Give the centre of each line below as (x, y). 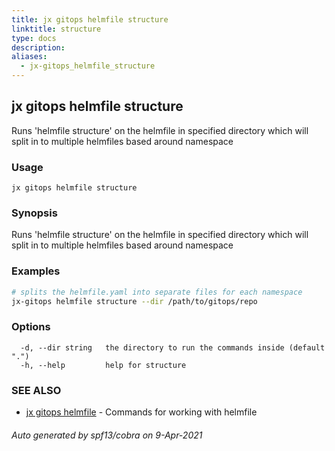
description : (38, 47)
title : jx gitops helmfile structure (90, 19)
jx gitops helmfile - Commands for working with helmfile (141, 412)
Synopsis (34, 213)
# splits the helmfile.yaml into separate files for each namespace (157, 292)
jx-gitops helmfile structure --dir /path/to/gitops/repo (134, 301)
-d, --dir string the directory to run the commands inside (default (173, 347)
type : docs (34, 38)
